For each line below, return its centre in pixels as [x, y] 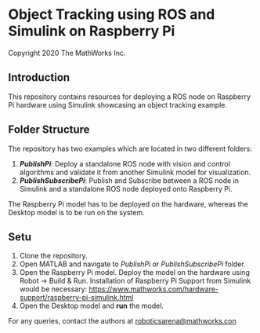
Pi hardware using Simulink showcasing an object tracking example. [117, 104]
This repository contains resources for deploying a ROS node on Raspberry [130, 97]
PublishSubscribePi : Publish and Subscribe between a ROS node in [129, 180]
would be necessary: [53, 289]
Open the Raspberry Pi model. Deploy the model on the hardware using [135, 273]
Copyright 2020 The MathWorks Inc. [67, 53]
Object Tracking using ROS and [112, 15]
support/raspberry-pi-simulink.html [76, 298]
